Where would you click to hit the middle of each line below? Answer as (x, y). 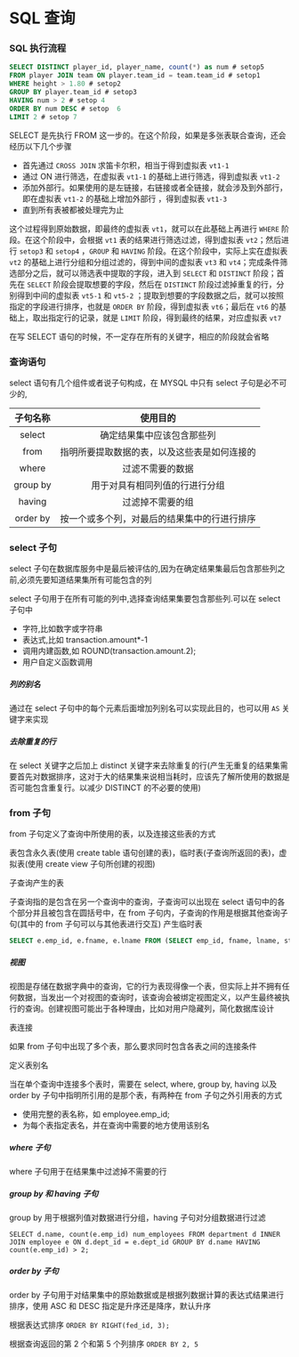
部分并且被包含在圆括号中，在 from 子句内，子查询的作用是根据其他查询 (148, 913)
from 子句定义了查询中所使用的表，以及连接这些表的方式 (113, 834)
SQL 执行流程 (38, 48)
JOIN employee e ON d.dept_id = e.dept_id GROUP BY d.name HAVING (135, 1242)
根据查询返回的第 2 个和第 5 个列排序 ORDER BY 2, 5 (104, 1344)
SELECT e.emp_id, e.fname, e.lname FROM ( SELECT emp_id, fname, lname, (145, 941)
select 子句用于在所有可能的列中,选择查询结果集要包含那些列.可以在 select (145, 599)
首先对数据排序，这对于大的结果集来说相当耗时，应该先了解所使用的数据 (149, 777)
